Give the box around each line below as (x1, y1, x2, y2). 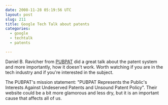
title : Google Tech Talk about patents (5, 21, 90, 27)
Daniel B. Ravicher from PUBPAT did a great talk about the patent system (5, 59, 157, 65)
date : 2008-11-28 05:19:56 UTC (5, 7, 72, 13)
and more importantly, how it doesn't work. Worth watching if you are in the (5, 64, 163, 70)
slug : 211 (5, 17, 26, 22)
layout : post (5, 12, 33, 17)
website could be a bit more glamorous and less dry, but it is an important (5, 89, 159, 96)
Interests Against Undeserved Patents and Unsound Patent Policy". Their (5, 84, 157, 90)
